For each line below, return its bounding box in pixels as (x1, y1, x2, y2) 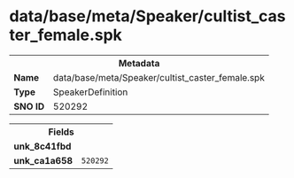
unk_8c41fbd (13, 140, 72, 152)
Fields (48, 126, 75, 138)
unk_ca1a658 (13, 154, 73, 166)
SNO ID (13, 100, 45, 112)
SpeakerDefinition (52, 86, 128, 98)
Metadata (118, 57, 160, 69)
